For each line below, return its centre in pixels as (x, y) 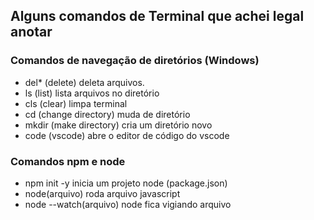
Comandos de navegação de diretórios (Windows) (135, 61)
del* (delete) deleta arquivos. (84, 82)
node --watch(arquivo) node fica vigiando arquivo (128, 204)
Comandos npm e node (68, 161)
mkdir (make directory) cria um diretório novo (118, 125)
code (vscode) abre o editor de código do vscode (127, 135)
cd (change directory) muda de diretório (107, 114)
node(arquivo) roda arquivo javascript (102, 193)
